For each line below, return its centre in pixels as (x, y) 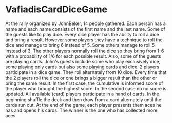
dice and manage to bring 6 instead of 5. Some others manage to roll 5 (80, 45)
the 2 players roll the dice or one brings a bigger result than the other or (81, 78)
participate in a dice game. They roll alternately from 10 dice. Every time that (86, 72)
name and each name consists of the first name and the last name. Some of (85, 29)
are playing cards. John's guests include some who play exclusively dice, (83, 61)
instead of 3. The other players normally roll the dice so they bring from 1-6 (85, 51)
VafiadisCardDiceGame (56, 9)
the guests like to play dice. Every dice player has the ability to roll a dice (82, 34)
